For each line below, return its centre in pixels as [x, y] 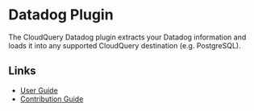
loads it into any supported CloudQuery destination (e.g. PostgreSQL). [125, 45]
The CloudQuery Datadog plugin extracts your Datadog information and [127, 37]
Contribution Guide [52, 99]
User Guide [39, 90]
